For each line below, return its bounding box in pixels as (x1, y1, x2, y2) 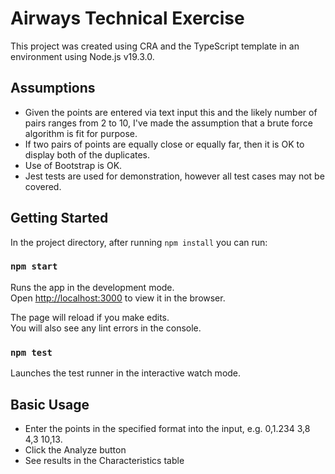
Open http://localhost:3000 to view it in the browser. (10, 292, 226, 304)
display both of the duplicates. (24, 148, 151, 161)
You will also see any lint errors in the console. (10, 322, 202, 334)
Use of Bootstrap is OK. (24, 159, 123, 171)
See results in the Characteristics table (24, 454, 185, 466)
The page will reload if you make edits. (10, 311, 170, 323)
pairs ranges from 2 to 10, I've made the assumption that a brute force (24, 117, 313, 129)
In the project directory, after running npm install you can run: (10, 236, 268, 248)
